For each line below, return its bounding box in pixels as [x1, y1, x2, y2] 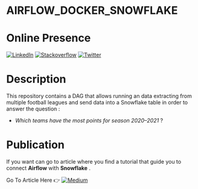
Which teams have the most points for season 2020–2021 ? [14, 117, 164, 124]
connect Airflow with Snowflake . [6, 164, 91, 171]
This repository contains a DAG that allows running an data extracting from [6, 92, 192, 100]
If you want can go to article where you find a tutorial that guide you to [6, 158, 182, 165]
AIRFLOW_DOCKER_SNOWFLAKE [6, 4, 178, 18]
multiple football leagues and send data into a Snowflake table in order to [6, 99, 188, 106]
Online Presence [6, 31, 91, 45]
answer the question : [6, 105, 60, 112]
